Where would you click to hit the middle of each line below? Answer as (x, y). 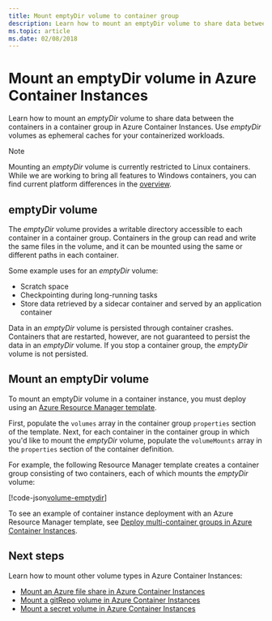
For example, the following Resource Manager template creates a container (134, 465)
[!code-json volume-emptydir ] (58, 497)
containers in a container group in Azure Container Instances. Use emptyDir (135, 127)
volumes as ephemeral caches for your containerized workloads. (117, 135)
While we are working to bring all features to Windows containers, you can (132, 176)
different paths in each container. (64, 255)
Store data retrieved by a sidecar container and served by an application (140, 304)
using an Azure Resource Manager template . (83, 407)
